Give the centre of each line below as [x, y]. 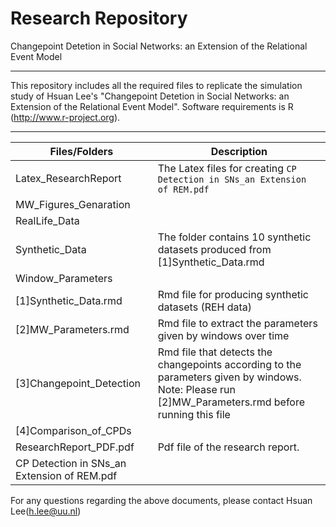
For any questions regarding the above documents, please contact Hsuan [161, 500]
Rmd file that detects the [215, 352]
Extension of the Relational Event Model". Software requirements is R [152, 106]
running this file [194, 414]
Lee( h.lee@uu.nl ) [46, 511]
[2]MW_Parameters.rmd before [231, 402]
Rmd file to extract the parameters [237, 323]
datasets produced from [214, 249]
